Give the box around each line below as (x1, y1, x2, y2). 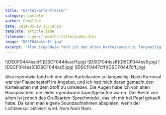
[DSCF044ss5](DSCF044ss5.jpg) (5, 64, 74, 70)
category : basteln (5, 13, 43, 18)
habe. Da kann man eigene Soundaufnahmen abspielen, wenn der (5, 100, 141, 106)
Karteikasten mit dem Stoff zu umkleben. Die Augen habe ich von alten (5, 84, 150, 90)
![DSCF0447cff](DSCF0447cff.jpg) (74, 64, 146, 70)
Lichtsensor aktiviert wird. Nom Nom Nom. (5, 105, 92, 111)
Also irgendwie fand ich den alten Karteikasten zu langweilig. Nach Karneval (5, 73, 162, 79)
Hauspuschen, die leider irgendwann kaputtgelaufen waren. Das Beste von (5, 89, 159, 95)
